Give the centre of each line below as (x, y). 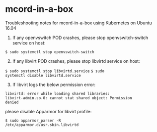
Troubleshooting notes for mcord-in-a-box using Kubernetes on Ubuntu (79, 23)
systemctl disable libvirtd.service (43, 75)
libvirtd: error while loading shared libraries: (58, 93)
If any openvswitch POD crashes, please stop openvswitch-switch (80, 38)
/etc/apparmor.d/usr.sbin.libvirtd (42, 125)
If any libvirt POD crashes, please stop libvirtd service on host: (76, 61)
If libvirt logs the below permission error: (54, 85)
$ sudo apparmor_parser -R (33, 120)
